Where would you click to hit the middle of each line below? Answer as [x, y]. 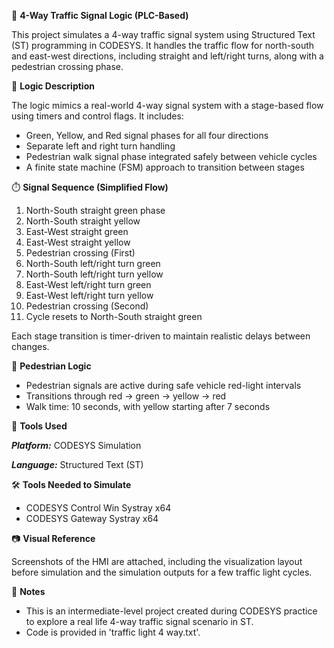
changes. [30, 346]
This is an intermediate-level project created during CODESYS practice [171, 611]
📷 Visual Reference [53, 538]
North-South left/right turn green [93, 263]
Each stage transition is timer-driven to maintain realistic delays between [161, 336]
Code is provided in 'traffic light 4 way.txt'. [113, 632]
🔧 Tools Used [39, 426]
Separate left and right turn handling [100, 146]
